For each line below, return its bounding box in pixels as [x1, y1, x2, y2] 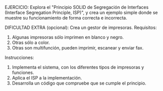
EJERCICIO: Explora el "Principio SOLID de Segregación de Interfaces [5, 4, 149, 10]
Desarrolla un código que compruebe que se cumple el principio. [12, 80, 146, 86]
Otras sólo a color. [12, 39, 50, 45]
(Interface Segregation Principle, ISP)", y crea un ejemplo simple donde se [5, 9, 158, 15]
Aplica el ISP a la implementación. [12, 75, 82, 80]
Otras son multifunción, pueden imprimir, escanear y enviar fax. [12, 45, 144, 50]
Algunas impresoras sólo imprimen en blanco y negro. [12, 34, 124, 40]
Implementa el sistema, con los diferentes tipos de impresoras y [12, 64, 144, 70]
